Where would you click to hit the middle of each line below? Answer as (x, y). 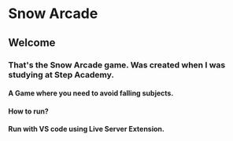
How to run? (28, 111)
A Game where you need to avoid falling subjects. (91, 93)
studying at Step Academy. (61, 74)
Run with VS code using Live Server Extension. (87, 129)
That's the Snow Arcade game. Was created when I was (117, 65)
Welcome (32, 43)
